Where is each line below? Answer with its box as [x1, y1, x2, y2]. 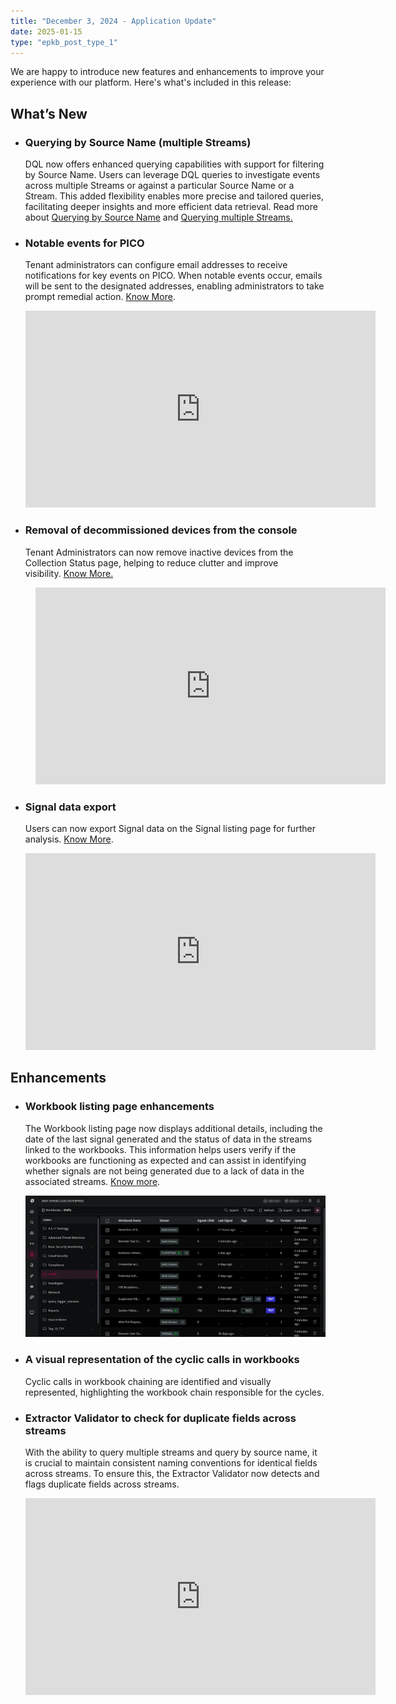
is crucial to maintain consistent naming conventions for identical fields [24, 1457, 318, 1469]
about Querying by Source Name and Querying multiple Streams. [24, 211, 293, 224]
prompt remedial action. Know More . [24, 291, 176, 303]
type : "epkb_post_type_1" [10, 37, 118, 47]
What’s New [10, 105, 88, 122]
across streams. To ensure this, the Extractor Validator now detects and [24, 1468, 320, 1480]
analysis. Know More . [24, 833, 114, 845]
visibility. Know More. [24, 567, 114, 579]
